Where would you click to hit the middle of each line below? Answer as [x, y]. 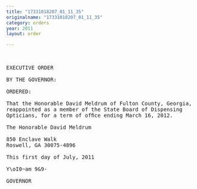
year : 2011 [20, 28]
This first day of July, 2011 [50, 157]
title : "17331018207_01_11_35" [45, 12]
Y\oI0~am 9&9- [27, 169]
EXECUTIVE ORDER [30, 68]
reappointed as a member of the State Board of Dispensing [95, 110]
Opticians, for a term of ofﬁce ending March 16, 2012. [90, 116]
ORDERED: [19, 92]
